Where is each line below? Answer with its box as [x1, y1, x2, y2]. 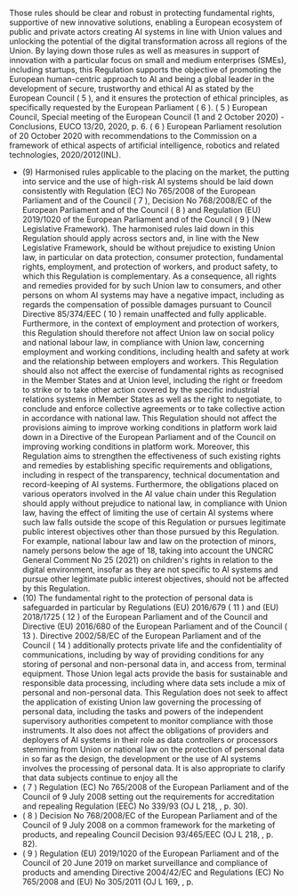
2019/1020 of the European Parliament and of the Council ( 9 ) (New [21, 214, 271, 224]
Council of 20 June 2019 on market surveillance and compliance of [21, 858, 269, 867]
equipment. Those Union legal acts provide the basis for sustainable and [21, 668, 288, 679]
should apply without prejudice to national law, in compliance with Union [21, 498, 287, 509]
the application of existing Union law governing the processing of [21, 696, 262, 707]
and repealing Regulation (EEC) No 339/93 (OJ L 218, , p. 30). [21, 801, 249, 811]
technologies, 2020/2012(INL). [9, 150, 122, 159]
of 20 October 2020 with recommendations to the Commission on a [9, 131, 258, 141]
